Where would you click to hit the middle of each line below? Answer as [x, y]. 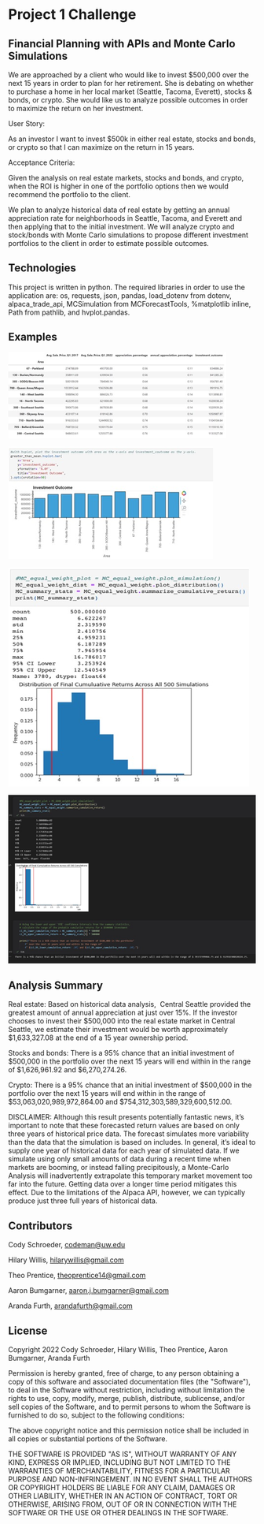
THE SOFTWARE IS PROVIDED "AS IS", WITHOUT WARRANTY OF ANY [123, 1454]
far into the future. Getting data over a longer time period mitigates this [123, 1184]
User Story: [27, 123]
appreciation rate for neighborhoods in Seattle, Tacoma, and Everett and [125, 218]
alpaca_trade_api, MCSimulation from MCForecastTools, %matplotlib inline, [130, 304]
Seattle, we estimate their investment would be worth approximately [118, 1030]
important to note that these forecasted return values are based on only [124, 1126]
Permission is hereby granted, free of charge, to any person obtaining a [124, 1373]
